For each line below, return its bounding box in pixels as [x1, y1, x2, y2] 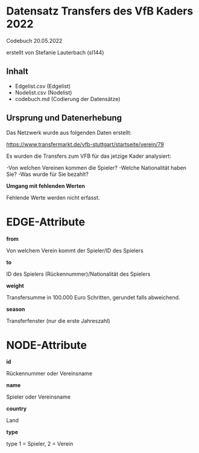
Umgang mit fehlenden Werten [6, 182, 86, 189]
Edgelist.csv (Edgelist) [14, 82, 71, 90]
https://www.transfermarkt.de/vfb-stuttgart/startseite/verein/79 [6, 140, 165, 148]
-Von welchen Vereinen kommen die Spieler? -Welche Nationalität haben [6, 164, 187, 171]
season [6, 305, 25, 313]
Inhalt [6, 67, 28, 77]
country [6, 405, 27, 412]
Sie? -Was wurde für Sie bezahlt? [6, 171, 89, 178]
